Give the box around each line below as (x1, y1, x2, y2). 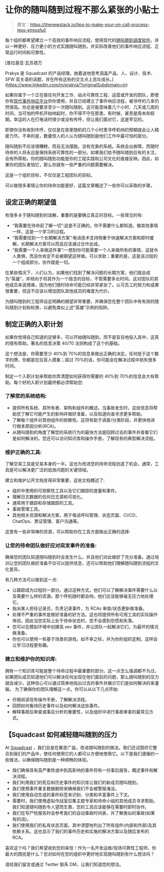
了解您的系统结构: (5, 392, 47, 399)
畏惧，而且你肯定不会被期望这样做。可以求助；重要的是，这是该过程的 (16, 253, 158, 259)
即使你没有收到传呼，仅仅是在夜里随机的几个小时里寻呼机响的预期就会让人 (5, 127, 155, 133)
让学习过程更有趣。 (12, 642, 51, 648)
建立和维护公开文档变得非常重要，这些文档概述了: (5, 478, 105, 483)
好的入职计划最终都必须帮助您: (21, 379, 84, 385)
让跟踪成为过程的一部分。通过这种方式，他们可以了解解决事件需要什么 (12, 587, 154, 593)
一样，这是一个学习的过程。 (12, 229, 68, 234)
